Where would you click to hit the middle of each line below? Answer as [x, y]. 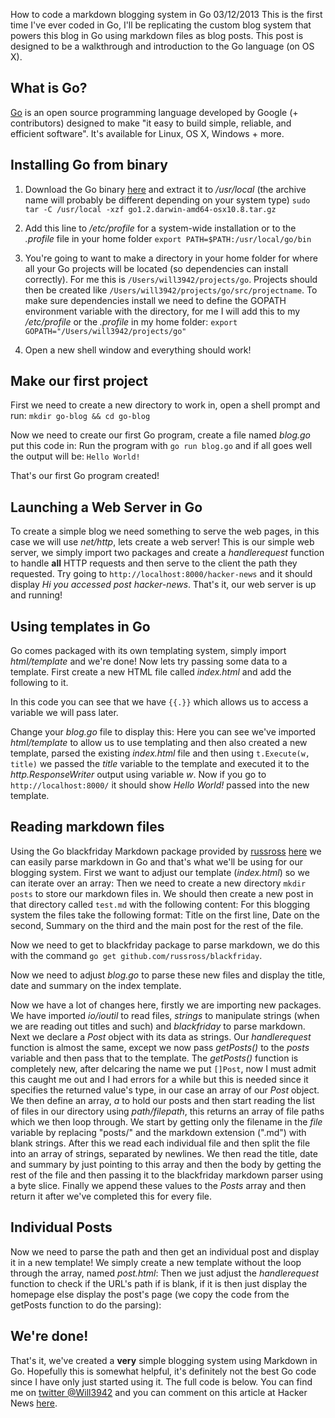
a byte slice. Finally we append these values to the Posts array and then [158, 1185]
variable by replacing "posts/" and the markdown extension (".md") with [158, 1132]
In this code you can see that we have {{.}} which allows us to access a [159, 702]
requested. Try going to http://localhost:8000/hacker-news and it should [161, 574]
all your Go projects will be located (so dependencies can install [156, 268]
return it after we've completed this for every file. [111, 1196]
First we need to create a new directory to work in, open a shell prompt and [165, 405]
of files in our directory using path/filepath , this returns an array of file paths [167, 1111]
